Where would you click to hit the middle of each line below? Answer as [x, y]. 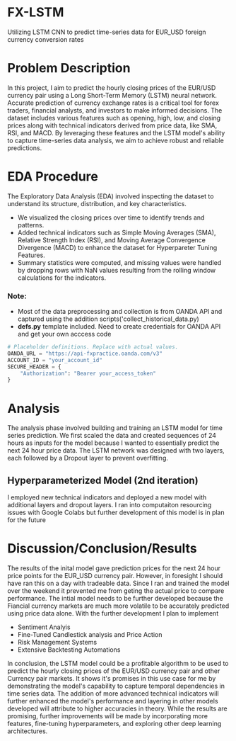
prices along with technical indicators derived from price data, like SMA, [112, 125]
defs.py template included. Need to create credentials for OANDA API [119, 327]
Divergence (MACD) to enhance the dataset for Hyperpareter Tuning [117, 247]
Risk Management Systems [57, 643]
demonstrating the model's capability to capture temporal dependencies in [116, 686]
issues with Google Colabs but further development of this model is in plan [116, 513]
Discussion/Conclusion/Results [102, 549]
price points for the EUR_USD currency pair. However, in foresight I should [115, 576]
